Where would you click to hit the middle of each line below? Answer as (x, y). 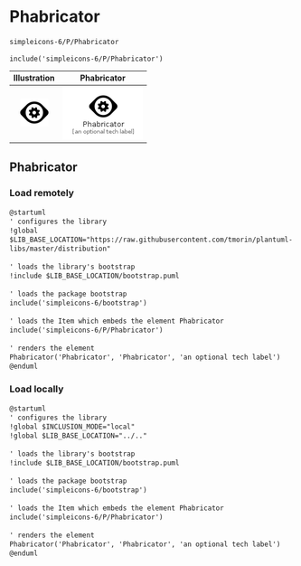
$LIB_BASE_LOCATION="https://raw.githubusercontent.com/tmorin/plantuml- (151, 240)
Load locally (37, 389)
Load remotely (42, 193)
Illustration (34, 78)
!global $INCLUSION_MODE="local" (72, 427)
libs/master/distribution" (60, 249)
